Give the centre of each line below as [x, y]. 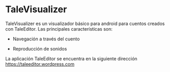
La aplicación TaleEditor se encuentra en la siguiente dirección [71, 58]
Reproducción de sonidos [40, 49]
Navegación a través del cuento [46, 39]
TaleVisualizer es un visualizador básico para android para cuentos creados [85, 23]
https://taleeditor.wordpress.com [40, 64]
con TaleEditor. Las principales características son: [59, 29]
